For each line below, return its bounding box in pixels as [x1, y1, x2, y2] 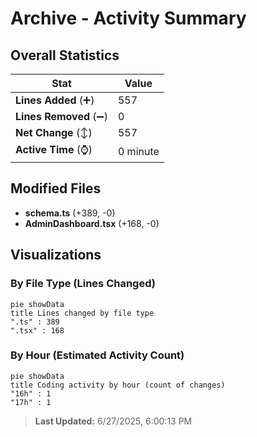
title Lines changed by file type [10, 308, 155, 318]
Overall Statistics [10, 47, 120, 64]
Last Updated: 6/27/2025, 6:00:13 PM [34, 415, 193, 427]
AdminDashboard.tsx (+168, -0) [24, 217, 160, 229]
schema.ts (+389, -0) [24, 207, 116, 219]
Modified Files [10, 180, 102, 197]
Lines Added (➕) [15, 93, 95, 107]
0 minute [117, 144, 160, 158]
